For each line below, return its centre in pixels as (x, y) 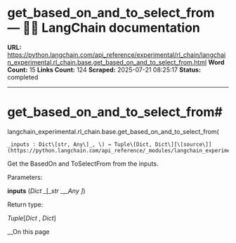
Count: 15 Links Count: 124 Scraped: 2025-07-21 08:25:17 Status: (104, 70)
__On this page (29, 231)
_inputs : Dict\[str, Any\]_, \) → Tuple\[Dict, (80, 144)
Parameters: (25, 177)
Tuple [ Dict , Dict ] (32, 218)
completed (23, 77)
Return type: (25, 204)
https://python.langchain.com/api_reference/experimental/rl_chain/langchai (117, 55)
